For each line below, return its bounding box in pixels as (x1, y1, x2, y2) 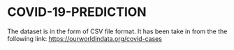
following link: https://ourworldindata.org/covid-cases (7, 34, 163, 42)
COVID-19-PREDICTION (7, 4, 147, 20)
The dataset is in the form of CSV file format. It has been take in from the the (7, 27, 228, 35)
